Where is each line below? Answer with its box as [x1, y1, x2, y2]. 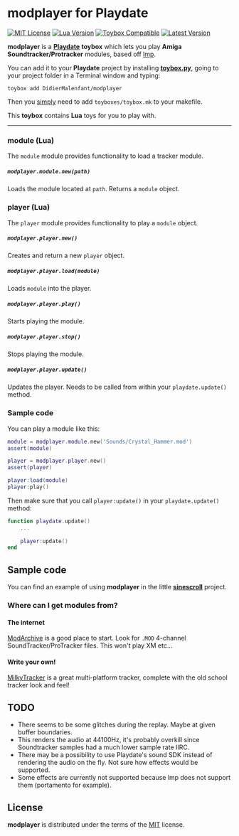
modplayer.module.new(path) [7, 168, 91, 175]
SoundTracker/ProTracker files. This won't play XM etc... [7, 641, 173, 650]
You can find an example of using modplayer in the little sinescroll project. [7, 583, 227, 591]
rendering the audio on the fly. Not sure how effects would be [17, 759, 198, 767]
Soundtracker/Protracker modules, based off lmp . [7, 50, 156, 58]
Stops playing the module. [7, 350, 84, 358]
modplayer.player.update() [7, 366, 87, 373]
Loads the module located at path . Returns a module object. [7, 185, 180, 193]
